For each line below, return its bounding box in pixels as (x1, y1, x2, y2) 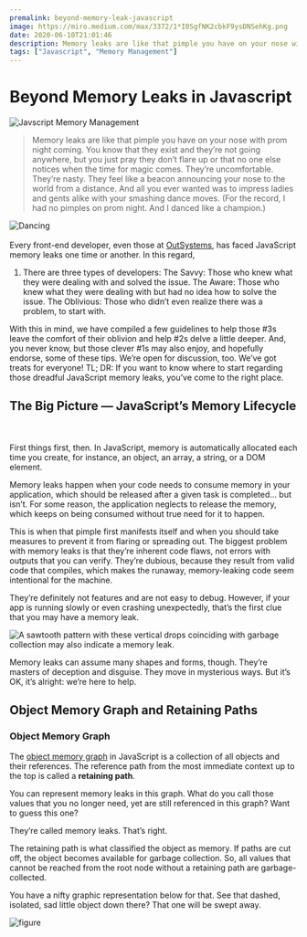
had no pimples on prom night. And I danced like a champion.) (31, 203, 267, 214)
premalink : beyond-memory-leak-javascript (9, 13, 174, 23)
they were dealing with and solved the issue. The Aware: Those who (22, 277, 281, 288)
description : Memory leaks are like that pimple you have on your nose (9, 38, 288, 48)
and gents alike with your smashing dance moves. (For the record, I (31, 193, 286, 204)
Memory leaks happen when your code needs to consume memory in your (9, 479, 291, 490)
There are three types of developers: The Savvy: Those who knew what (22, 267, 293, 279)
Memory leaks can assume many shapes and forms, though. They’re (9, 657, 268, 668)
